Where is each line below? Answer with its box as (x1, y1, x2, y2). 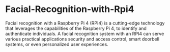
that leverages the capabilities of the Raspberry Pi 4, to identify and (5, 25, 147, 31)
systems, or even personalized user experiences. (5, 41, 108, 47)
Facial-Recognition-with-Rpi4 (5, 3, 134, 15)
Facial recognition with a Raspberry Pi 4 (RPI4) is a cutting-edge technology (5, 20, 165, 26)
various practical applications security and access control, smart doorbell (5, 36, 159, 42)
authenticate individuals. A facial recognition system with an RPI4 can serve (5, 30, 164, 36)
